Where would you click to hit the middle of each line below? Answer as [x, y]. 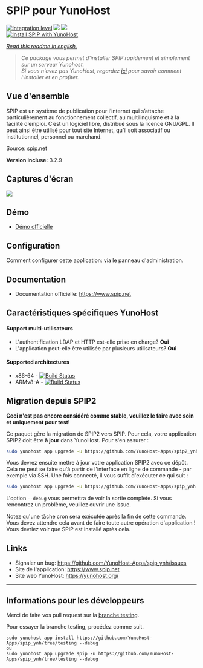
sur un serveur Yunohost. [53, 64]
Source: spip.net [27, 148]
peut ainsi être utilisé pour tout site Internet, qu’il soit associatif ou [88, 130]
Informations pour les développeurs [75, 601]
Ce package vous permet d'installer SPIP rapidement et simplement [105, 57]
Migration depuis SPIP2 [51, 401]
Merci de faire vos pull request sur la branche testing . [73, 615]
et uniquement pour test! [38, 422]
